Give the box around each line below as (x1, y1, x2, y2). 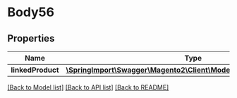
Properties (7, 32, 55, 44)
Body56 (7, 4, 55, 20)
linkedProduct (11, 65, 59, 75)
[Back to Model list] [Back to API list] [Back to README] (7, 83, 169, 92)
